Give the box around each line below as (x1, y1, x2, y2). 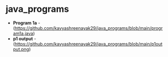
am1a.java (12, 30, 33, 36)
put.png (12, 46, 29, 52)
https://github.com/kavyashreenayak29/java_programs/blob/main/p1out (14, 41, 163, 47)
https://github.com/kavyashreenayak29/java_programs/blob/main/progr (14, 25, 163, 31)
